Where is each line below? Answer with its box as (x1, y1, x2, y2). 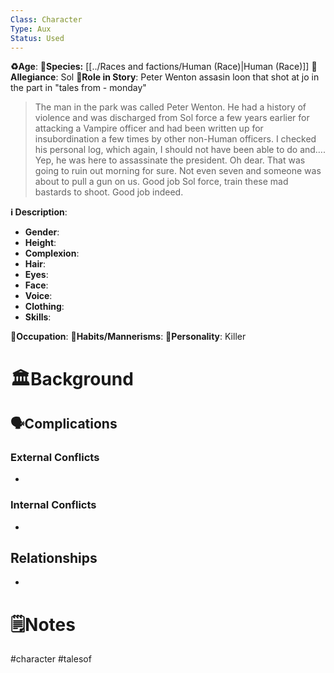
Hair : (24, 258, 46, 270)
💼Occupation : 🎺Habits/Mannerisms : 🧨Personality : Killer (10, 331, 247, 343)
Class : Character (10, 14, 83, 25)
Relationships (10, 549, 98, 566)
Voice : (24, 290, 53, 302)
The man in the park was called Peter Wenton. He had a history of (34, 101, 307, 113)
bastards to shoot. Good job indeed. (34, 186, 184, 198)
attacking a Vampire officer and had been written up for (34, 122, 264, 135)
